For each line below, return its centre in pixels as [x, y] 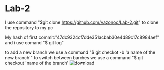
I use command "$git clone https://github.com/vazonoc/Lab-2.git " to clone [82, 22]
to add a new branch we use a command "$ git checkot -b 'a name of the [80, 52]
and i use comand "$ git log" [34, 42]
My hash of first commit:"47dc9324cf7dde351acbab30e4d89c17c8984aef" [82, 37]
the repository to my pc [29, 27]
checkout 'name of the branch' [37, 63]
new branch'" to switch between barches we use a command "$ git [74, 57]
